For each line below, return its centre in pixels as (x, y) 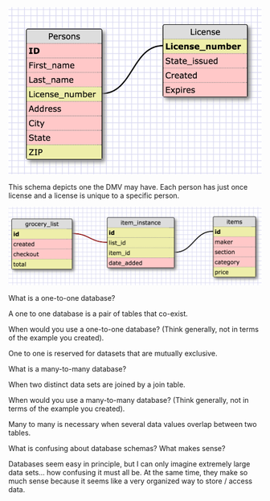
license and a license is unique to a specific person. (94, 195)
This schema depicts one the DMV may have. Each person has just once (128, 187)
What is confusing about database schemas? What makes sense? (117, 449)
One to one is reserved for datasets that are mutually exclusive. (113, 354)
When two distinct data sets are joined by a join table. (97, 384)
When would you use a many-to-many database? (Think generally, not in (129, 400)
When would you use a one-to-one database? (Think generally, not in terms (134, 330)
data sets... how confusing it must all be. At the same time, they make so (128, 473)
